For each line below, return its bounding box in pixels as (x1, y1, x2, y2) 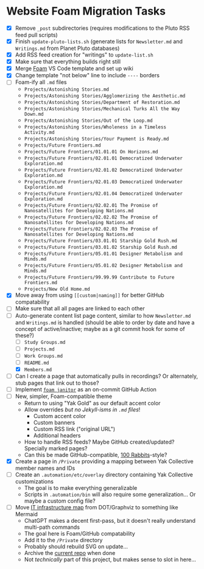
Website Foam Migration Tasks (6, 4, 166, 18)
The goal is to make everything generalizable (24, 484, 138, 492)
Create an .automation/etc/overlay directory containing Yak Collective (15, 471, 194, 478)
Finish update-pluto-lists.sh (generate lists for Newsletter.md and (15, 38, 183, 45)
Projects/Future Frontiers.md (24, 142, 102, 148)
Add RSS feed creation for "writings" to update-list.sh (15, 51, 153, 58)
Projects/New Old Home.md (24, 286, 90, 293)
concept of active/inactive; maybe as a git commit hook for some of (15, 325, 185, 332)
